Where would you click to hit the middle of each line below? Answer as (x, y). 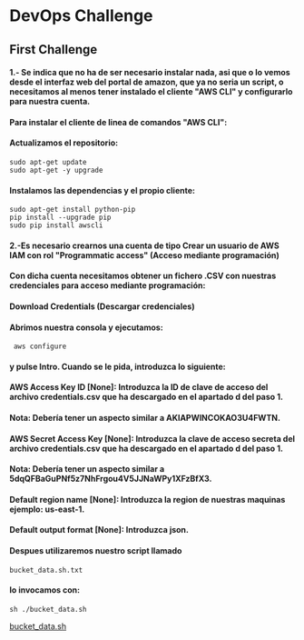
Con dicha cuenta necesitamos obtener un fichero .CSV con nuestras (143, 276)
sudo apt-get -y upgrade (56, 170)
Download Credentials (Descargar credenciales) (102, 306)
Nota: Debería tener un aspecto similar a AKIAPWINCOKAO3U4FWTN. (145, 417)
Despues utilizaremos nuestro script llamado (96, 550)
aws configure (40, 346)
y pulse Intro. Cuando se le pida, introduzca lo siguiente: (118, 366)
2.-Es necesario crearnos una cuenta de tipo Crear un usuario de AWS (144, 245)
